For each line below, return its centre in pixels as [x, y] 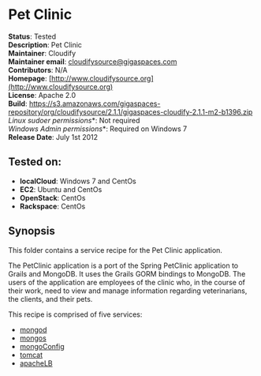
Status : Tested [32, 36]
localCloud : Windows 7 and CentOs [78, 181]
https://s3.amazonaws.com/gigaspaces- [95, 103]
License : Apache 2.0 [42, 95]
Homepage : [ [30, 78]
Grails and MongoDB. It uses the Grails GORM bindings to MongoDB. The [127, 273]
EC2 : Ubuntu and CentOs [61, 189]
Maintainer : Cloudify [42, 53]
